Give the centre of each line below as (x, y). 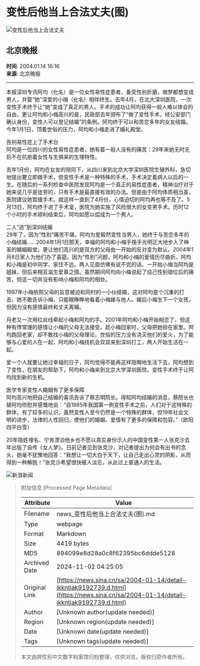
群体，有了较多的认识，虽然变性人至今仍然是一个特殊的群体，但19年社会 (95, 412)
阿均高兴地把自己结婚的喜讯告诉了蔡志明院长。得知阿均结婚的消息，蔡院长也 (100, 397)
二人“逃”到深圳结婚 (29, 227)
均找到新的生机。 (27, 377)
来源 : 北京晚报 (23, 73)
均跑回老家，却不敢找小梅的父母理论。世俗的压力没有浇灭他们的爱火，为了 (97, 334)
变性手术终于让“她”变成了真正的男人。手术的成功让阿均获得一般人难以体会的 (100, 107)
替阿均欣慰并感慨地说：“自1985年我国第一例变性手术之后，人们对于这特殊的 (99, 404)
